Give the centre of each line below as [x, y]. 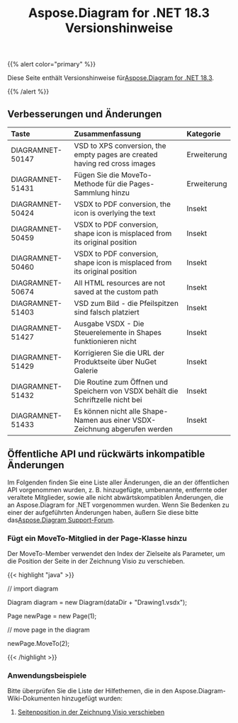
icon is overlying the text [115, 213]
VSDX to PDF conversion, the [123, 204]
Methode [89, 184]
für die [117, 184]
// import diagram [33, 588]
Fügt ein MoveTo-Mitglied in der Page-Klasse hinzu [97, 538]
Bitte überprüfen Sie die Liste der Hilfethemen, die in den [90, 691]
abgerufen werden [142, 429]
